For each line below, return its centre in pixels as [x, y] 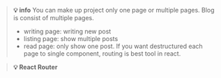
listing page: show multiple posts [71, 39]
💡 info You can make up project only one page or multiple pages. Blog [114, 10]
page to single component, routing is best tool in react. [102, 54]
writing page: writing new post [67, 31]
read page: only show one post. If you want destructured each [113, 46]
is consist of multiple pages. [54, 18]
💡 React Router [35, 67]
